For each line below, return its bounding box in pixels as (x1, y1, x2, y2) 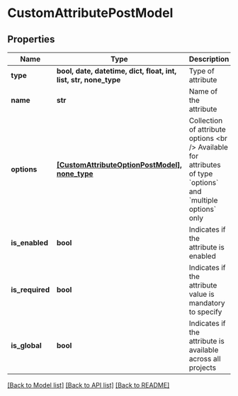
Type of (188, 66, 215, 76)
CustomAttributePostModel (7, 5, 174, 21)
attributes (188, 160, 221, 169)
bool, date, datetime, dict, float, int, (56, 66, 177, 76)
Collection (188, 115, 223, 125)
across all (188, 354, 221, 363)
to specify (188, 307, 222, 317)
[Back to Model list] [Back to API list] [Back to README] (7, 381, 170, 389)
